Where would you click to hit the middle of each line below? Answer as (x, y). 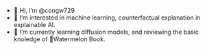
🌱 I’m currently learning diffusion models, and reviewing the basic (106, 32)
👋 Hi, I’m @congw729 (44, 10)
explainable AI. (35, 25)
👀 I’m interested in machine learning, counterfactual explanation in (107, 18)
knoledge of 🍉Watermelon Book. (59, 39)
